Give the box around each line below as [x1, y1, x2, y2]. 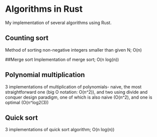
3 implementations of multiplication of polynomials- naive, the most [5, 83, 142, 89]
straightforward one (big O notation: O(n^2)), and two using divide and [5, 89, 148, 95]
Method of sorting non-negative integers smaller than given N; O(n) [5, 47, 142, 53]
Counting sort [5, 34, 49, 42]
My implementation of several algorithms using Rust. [5, 20, 112, 26]
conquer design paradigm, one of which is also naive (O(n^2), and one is [5, 94, 153, 100]
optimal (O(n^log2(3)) [5, 99, 49, 105]
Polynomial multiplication [5, 71, 85, 79]
